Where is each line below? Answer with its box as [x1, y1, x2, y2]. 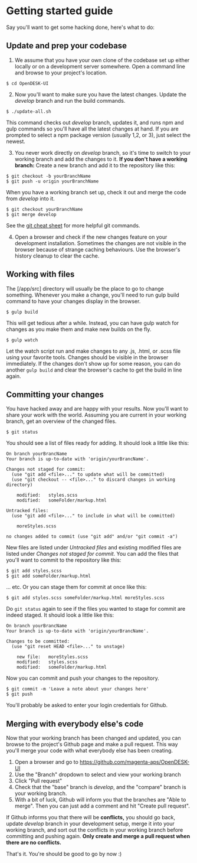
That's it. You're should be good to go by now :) [6, 851, 122, 858]
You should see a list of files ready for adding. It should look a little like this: [6, 439, 189, 447]
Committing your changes [6, 389, 104, 399]
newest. [6, 138, 25, 145]
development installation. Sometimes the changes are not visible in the [14, 239, 187, 246]
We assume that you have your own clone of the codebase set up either [14, 56, 190, 63]
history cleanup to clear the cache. [14, 252, 100, 259]
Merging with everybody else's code [6, 719, 144, 729]
